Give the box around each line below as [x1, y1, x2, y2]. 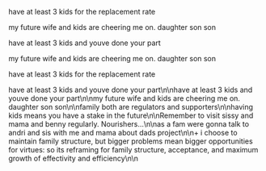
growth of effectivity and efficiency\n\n [8, 153, 139, 163]
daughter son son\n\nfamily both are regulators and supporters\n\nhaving [8, 102, 253, 111]
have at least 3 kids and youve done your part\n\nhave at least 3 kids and [8, 85, 253, 94]
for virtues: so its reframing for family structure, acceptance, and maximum [8, 145, 259, 154]
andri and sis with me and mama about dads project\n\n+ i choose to [8, 128, 238, 137]
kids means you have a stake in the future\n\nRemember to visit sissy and [8, 111, 254, 120]
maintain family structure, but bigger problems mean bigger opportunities [8, 136, 253, 146]
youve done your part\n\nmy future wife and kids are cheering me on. [8, 94, 241, 103]
